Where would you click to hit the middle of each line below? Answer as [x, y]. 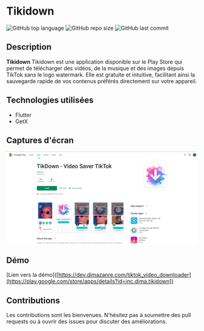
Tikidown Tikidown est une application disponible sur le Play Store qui [94, 61]
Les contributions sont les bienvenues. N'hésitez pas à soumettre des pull [99, 315]
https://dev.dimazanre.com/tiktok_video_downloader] [124, 275]
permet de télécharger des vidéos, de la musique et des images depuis [95, 68]
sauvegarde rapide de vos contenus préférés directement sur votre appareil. [102, 81]
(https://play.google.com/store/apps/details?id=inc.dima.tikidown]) [90, 281]
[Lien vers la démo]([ [32, 275]
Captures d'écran [40, 140]
